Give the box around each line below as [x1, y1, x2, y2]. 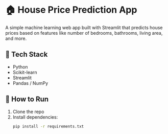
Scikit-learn [12, 69, 37, 75]
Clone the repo [12, 108, 44, 115]
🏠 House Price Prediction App [5, 4, 137, 16]
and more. [5, 35, 27, 41]
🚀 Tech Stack [5, 50, 48, 59]
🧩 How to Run [5, 95, 49, 104]
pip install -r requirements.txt [12, 124, 84, 129]
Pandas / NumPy [12, 80, 49, 86]
